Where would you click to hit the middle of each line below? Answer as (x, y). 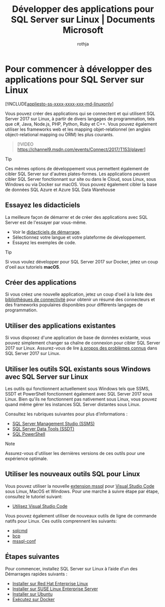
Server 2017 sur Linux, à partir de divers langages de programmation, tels (80, 119)
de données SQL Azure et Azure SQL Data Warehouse (60, 190)
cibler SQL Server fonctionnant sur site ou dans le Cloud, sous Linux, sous (81, 179)
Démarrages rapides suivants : (36, 574)
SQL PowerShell (29, 434)
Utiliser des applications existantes (61, 326)
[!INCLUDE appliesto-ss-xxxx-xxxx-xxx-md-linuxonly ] (59, 104)
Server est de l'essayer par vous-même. (46, 222)
